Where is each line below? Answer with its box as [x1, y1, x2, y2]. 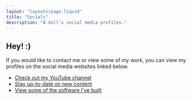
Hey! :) [6, 41, 31, 51]
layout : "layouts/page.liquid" [6, 8, 83, 15]
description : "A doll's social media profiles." [6, 19, 127, 25]
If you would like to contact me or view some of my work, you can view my [6, 57, 186, 64]
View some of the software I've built [14, 87, 102, 94]
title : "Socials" [6, 14, 49, 20]
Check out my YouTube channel [14, 74, 92, 81]
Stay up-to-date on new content [14, 80, 92, 88]
